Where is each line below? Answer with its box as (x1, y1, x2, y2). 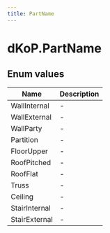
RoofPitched (10, 157, 52, 167)
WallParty (10, 123, 42, 133)
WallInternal (10, 101, 50, 111)
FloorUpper (10, 146, 49, 156)
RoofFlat (10, 169, 38, 178)
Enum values (7, 68, 65, 80)
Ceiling (10, 192, 33, 202)
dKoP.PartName (7, 40, 102, 56)
